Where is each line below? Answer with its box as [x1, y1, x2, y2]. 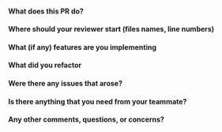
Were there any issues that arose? [8, 78, 122, 88]
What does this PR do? [8, 6, 85, 16]
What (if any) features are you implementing [8, 42, 156, 51]
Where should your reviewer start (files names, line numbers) [8, 25, 215, 34]
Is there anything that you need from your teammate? [8, 96, 187, 106]
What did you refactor [8, 60, 82, 70]
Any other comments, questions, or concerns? [8, 115, 164, 124]
